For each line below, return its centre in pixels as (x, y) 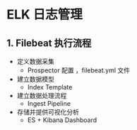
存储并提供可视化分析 (48, 112)
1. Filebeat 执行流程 (49, 43)
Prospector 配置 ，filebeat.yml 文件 (79, 70)
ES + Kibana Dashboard (62, 120)
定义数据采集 (35, 61)
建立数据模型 (35, 79)
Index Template (50, 87)
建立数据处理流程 (42, 96)
